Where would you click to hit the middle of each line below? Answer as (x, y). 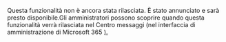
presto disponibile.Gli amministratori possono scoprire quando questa (106, 18)
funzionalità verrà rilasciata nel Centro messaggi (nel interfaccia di (101, 25)
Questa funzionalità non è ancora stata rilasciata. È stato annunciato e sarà (113, 10)
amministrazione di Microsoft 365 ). (58, 32)
